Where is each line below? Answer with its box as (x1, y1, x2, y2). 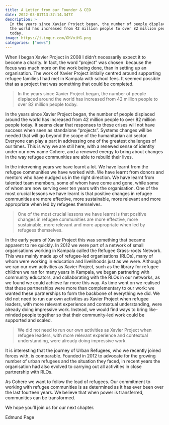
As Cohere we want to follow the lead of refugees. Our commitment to (5, 379, 151, 385)
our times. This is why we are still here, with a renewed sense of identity (5, 143, 155, 149)
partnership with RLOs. (5, 369, 53, 375)
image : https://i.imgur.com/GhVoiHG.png (5, 36, 92, 41)
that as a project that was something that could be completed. (5, 81, 134, 87)
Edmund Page (5, 414, 34, 420)
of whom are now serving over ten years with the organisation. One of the (5, 185, 158, 191)
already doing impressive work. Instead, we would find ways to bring (5, 306, 148, 313)
